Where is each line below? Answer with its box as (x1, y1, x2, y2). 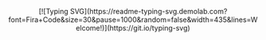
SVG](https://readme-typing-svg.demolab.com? (69, 7, 228, 16)
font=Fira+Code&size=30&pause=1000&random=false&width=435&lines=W (8, 15, 258, 24)
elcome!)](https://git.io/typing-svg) (76, 24, 190, 32)
